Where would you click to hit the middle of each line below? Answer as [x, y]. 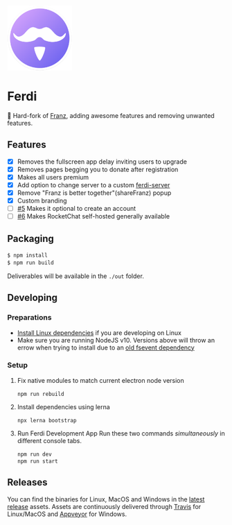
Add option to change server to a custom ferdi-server [93, 184]
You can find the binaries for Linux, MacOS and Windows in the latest [106, 499]
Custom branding [42, 201]
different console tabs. [49, 440]
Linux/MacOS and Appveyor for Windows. [67, 514]
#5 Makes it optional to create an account [77, 209]
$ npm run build [30, 262]
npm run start [37, 461]
